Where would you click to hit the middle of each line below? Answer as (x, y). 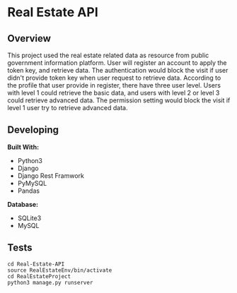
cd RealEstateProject (39, 276)
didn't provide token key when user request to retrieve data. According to (114, 78)
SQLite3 (29, 218)
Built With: (23, 147)
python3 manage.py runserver (50, 282)
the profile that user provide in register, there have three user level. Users (114, 85)
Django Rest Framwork (51, 175)
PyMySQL (32, 183)
